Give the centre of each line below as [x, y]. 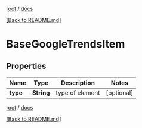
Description [78, 83]
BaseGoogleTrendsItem [66, 44]
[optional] [120, 93]
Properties [26, 66]
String [41, 93]
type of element [78, 93]
